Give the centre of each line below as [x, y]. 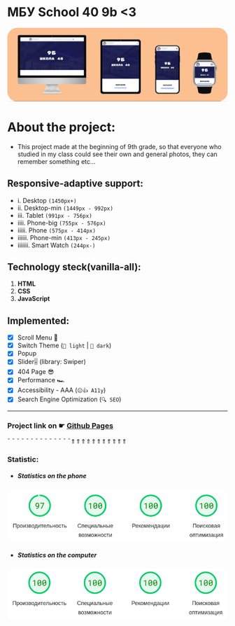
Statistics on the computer [57, 555]
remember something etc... [56, 161]
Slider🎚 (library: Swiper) [51, 362]
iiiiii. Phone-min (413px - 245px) [64, 237]
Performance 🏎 [41, 380]
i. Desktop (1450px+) [47, 200]
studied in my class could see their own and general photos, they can [117, 154]
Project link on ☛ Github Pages [60, 426]
